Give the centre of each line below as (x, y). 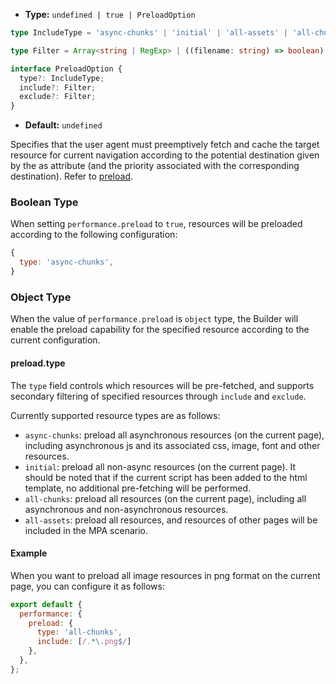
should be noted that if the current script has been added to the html (166, 477)
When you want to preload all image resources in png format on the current (165, 575)
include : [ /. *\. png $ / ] (84, 642)
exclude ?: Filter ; (58, 97)
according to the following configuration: (94, 235)
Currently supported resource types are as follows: (115, 415)
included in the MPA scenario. (86, 530)
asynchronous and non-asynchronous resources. (126, 509)
